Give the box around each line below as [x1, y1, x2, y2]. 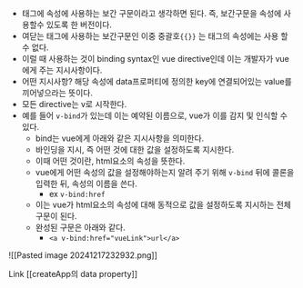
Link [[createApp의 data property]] [8, 269, 138, 279]
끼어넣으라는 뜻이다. [21, 87, 93, 98]
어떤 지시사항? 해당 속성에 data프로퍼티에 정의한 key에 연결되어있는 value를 [21, 76, 292, 86]
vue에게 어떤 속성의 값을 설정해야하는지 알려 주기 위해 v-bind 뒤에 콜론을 [35, 167, 295, 177]
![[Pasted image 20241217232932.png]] [8, 250, 158, 261]
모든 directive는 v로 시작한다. [21, 99, 127, 109]
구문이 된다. [35, 211, 77, 221]
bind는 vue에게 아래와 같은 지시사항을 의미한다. [35, 133, 205, 144]
